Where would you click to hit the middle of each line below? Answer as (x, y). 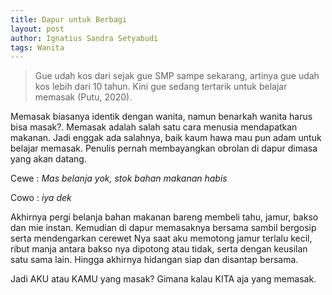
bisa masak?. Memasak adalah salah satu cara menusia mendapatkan (154, 127)
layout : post (37, 29)
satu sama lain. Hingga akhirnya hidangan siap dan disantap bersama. (154, 260)
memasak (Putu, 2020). (83, 97)
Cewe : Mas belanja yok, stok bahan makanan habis (119, 178)
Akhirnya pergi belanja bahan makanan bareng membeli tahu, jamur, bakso (164, 217)
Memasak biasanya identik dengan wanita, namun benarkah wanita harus (161, 117)
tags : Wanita (37, 47)
